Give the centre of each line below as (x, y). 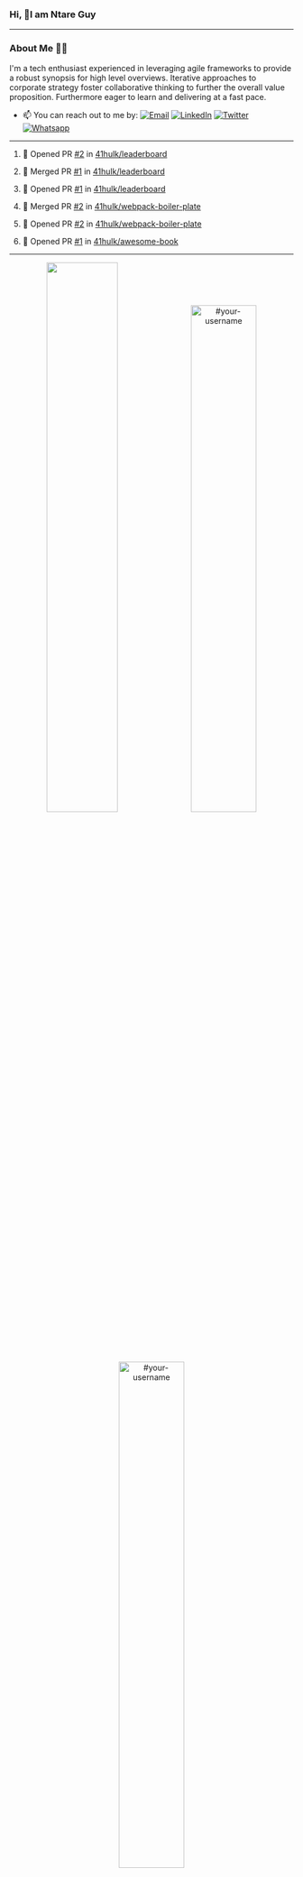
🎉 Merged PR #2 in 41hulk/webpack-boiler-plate (111, 206)
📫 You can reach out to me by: (80, 115)
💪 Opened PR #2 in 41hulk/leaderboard (95, 153)
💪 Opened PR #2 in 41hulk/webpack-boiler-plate (112, 224)
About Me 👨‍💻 (38, 49)
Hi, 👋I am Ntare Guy (53, 14)
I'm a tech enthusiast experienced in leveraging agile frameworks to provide (150, 68)
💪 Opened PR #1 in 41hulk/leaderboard (94, 189)
